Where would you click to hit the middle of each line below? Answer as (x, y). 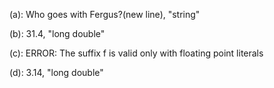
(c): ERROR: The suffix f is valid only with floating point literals (136, 53)
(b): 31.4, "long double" (57, 33)
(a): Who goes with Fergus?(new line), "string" (105, 14)
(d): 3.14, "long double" (56, 72)
